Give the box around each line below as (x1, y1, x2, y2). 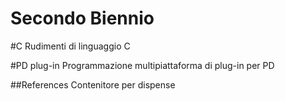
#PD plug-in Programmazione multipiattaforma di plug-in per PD (10, 59, 275, 71)
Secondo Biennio (10, 7, 155, 30)
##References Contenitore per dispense (10, 78, 176, 91)
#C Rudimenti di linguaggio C (10, 40, 131, 52)
